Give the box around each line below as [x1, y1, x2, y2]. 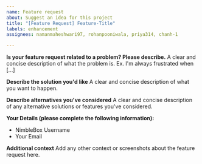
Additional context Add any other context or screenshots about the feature [6, 145, 195, 152]
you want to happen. [6, 84, 58, 92]
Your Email [15, 133, 43, 140]
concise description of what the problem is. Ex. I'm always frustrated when [6, 60, 194, 67]
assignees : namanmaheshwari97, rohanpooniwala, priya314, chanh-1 [6, 32, 178, 38]
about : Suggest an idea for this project [6, 15, 113, 21]
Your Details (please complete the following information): [6, 115, 155, 122]
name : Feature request [6, 9, 64, 15]
